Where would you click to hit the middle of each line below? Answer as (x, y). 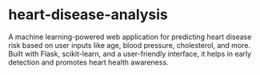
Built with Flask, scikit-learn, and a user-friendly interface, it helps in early (130, 53)
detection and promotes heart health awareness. (89, 62)
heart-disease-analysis (88, 15)
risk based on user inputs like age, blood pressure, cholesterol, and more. (130, 45)
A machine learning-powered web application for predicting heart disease (130, 37)
